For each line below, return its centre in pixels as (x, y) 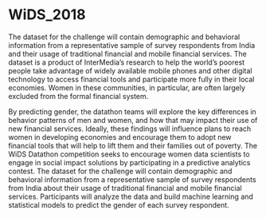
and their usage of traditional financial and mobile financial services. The (127, 54)
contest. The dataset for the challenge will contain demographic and (120, 171)
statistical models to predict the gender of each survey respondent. (119, 204)
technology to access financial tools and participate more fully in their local (131, 79)
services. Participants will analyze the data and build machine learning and (131, 196)
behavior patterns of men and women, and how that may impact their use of (133, 120)
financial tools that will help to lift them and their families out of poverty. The (133, 145)
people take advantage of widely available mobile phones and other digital (130, 70)
